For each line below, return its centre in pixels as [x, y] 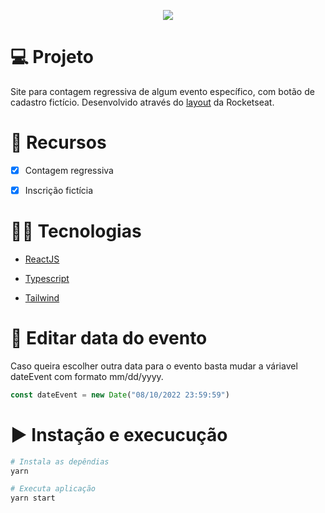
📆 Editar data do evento [109, 338]
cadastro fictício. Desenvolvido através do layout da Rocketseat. [142, 102]
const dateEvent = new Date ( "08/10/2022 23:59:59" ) [120, 395]
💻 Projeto [52, 57]
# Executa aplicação [53, 489]
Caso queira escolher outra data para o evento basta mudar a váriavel [154, 366]
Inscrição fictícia [59, 190]
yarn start [33, 498]
